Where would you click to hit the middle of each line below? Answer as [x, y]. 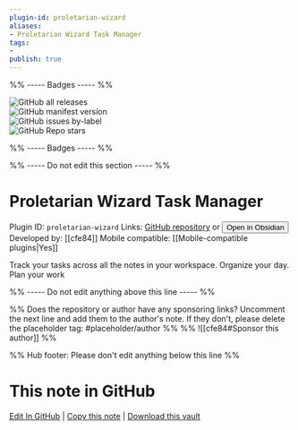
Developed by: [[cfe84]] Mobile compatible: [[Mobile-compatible [129, 237]
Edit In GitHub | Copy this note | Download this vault [105, 416]
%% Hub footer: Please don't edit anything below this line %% [124, 355]
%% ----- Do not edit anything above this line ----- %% [112, 291]
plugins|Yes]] [34, 247]
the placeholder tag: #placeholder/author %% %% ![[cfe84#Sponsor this [144, 328]
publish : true [36, 59]
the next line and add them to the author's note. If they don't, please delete [147, 318]
